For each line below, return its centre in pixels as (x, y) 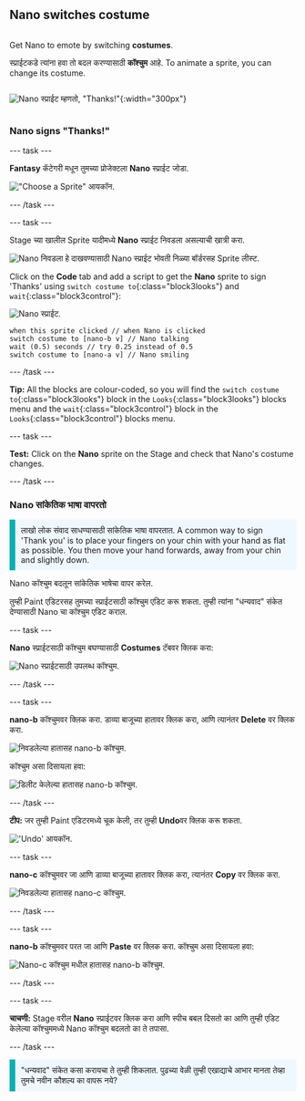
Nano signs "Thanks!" (60, 130)
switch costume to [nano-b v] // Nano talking (99, 339)
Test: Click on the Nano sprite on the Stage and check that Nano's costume (152, 454)
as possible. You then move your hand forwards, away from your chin (152, 550)
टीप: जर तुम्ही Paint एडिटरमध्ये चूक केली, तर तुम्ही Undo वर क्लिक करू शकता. (126, 821)
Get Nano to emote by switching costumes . (91, 45)
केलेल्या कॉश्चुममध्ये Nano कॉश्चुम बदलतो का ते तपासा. (89, 1029)
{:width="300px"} (153, 99)
